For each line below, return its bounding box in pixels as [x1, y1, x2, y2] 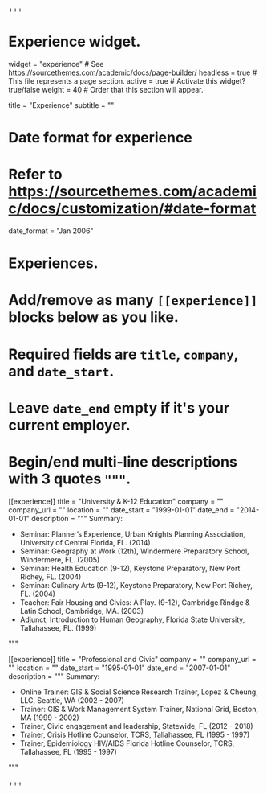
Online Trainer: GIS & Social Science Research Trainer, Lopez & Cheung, [19, 687, 258, 697]
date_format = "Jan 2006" [8, 226, 94, 236]
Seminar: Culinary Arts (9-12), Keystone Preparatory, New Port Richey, [19, 580, 253, 590]
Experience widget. [8, 33, 141, 51]
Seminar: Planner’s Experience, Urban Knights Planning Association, [19, 529, 246, 539]
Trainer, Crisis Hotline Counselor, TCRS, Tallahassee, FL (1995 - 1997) [19, 730, 250, 739]
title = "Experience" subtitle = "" [8, 100, 115, 109]
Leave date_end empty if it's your [8, 399, 230, 417]
